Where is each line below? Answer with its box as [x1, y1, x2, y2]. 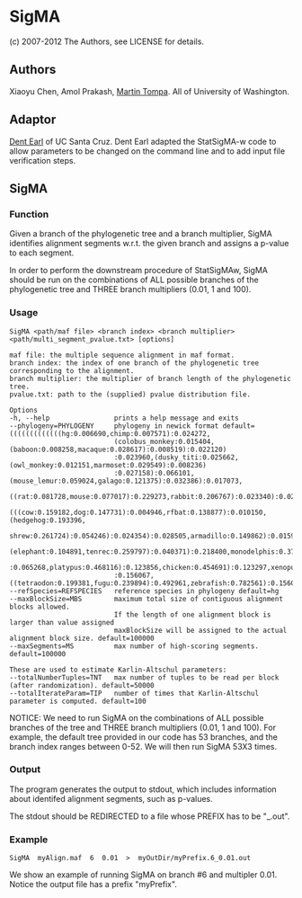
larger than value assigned [9, 618, 115, 627]
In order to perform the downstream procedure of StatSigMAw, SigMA [9, 265, 268, 276]
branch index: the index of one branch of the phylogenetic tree [9, 358, 259, 368]
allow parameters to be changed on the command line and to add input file [9, 146, 286, 156]
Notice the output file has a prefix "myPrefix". [9, 879, 178, 890]
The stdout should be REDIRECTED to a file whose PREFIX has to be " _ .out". [9, 811, 290, 822]
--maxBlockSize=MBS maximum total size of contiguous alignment [9, 594, 283, 603]
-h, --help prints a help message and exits [9, 413, 240, 422]
